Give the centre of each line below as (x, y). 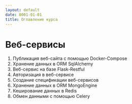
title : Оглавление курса (31, 19)
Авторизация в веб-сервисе (43, 75)
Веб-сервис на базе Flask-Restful (48, 70)
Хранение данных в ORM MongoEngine (55, 85)
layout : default (22, 10)
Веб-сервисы (35, 44)
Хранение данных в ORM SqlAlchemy (53, 64)
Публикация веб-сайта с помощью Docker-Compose (70, 58)
